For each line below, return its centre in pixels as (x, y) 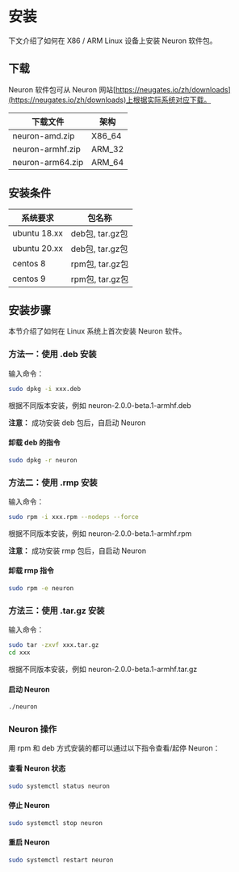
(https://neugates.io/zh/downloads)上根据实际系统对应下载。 (110, 100)
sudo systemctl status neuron (59, 786)
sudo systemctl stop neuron (56, 823)
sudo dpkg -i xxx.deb (45, 389)
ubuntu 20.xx (38, 248)
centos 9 (29, 279)
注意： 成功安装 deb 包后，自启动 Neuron (77, 423)
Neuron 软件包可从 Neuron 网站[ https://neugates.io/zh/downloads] (120, 89)
